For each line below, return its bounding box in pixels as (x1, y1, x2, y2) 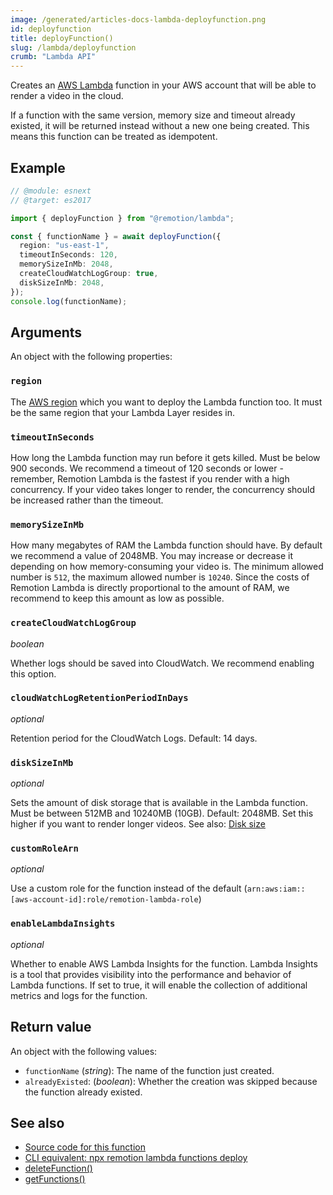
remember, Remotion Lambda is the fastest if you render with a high (10, 472, 290, 485)
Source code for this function (24, 1141, 146, 1153)
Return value (10, 1019, 92, 1036)
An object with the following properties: (10, 351, 173, 363)
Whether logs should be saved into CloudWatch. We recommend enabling (10, 657, 315, 669)
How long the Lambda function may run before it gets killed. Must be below (10, 451, 321, 463)
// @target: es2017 (10, 195, 92, 205)
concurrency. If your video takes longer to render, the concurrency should (10, 483, 315, 495)
